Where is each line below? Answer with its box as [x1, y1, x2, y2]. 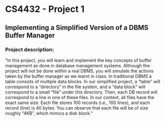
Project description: [5, 46, 54, 53]
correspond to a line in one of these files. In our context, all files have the [5, 94, 155, 100]
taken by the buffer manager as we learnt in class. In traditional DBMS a [5, 73, 152, 79]
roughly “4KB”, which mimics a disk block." [5, 110, 93, 116]
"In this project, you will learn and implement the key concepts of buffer [5, 57, 152, 63]
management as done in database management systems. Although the [5, 62, 150, 68]
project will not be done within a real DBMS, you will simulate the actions [5, 68, 154, 74]
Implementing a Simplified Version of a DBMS [5, 23, 149, 32]
